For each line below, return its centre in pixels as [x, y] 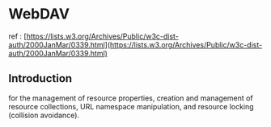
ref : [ [17, 36]
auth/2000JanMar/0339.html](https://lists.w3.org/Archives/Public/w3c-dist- [135, 44]
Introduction [40, 78]
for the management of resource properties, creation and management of [131, 98]
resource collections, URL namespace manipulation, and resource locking [131, 106]
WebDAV [39, 14]
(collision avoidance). [44, 115]
